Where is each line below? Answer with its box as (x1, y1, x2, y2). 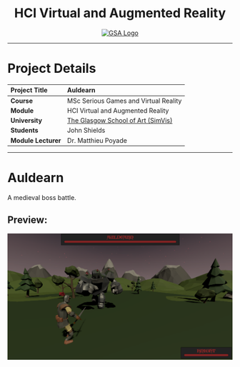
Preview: (7, 214, 48, 226)
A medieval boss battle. (7, 193, 76, 202)
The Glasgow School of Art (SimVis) (66, 116, 173, 125)
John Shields (66, 126, 106, 135)
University (10, 116, 43, 125)
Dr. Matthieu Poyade (66, 136, 127, 144)
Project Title (10, 86, 48, 94)
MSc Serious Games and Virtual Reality (66, 96, 182, 105)
